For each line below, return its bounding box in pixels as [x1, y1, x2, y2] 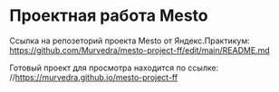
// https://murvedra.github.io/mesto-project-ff [9, 71, 178, 82]
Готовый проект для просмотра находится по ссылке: [9, 62, 219, 73]
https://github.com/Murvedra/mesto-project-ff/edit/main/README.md [9, 44, 270, 55]
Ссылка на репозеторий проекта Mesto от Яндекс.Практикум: [9, 35, 251, 46]
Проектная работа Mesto [9, 5, 208, 26]
